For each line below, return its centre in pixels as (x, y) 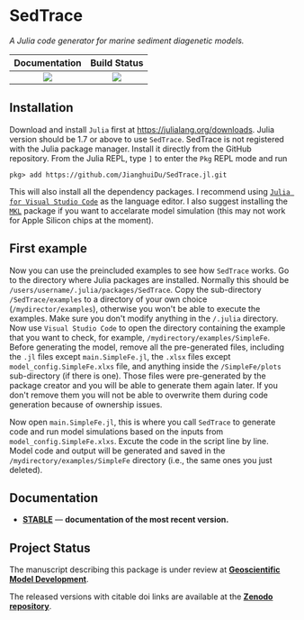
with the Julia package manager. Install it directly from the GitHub (130, 149)
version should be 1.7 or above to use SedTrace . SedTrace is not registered (147, 139)
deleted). (26, 470)
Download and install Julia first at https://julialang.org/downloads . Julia (142, 129)
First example (49, 249)
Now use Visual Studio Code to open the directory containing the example (148, 328)
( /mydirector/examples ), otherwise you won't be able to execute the (135, 308)
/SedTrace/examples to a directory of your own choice (108, 299)
